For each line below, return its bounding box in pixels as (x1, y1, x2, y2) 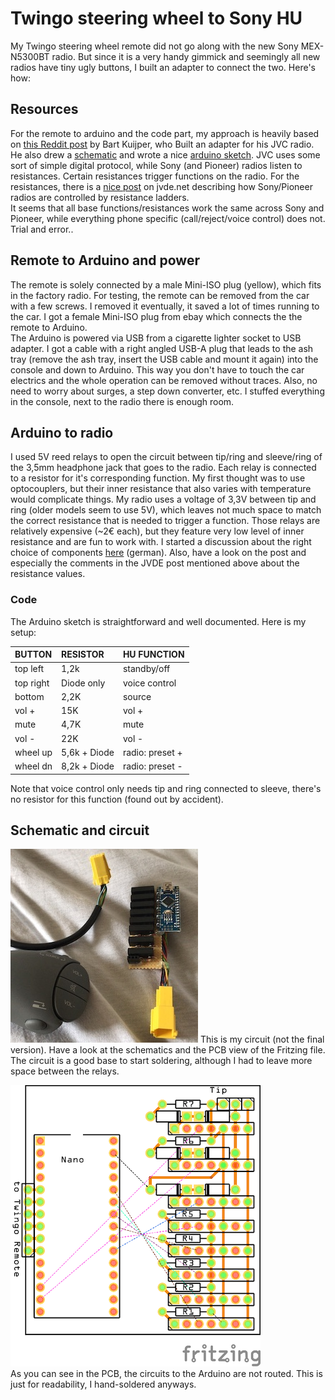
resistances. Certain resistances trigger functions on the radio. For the (10, 170, 300, 182)
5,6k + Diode (61, 746, 115, 758)
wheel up (14, 746, 53, 758)
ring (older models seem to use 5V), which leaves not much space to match (10, 504, 322, 516)
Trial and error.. (10, 223, 74, 235)
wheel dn (14, 760, 53, 772)
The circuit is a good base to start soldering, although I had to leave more (10, 1055, 313, 1067)
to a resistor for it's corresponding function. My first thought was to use (10, 472, 306, 484)
